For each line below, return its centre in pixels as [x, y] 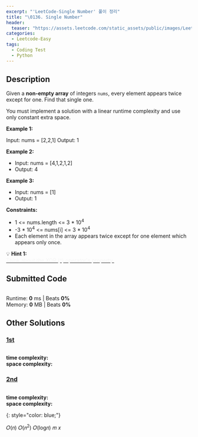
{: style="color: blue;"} [33, 415]
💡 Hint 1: [16, 254]
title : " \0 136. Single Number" [44, 17]
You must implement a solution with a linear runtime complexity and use [93, 111]
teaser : [21, 28]
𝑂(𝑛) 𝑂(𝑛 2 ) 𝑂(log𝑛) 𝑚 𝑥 [34, 427]
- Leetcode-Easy [31, 39]
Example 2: [20, 152]
